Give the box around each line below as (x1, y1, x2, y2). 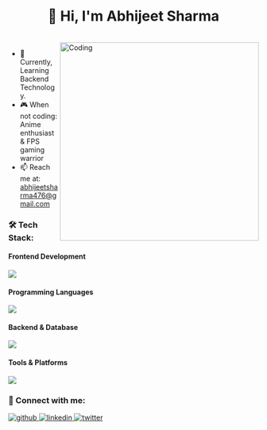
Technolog (19, 83, 56, 92)
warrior (19, 153, 44, 163)
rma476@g (19, 190, 57, 200)
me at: (19, 174, 41, 183)
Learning (19, 65, 49, 75)
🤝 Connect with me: (8, 394, 86, 405)
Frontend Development (8, 251, 86, 261)
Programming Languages (8, 287, 94, 297)
